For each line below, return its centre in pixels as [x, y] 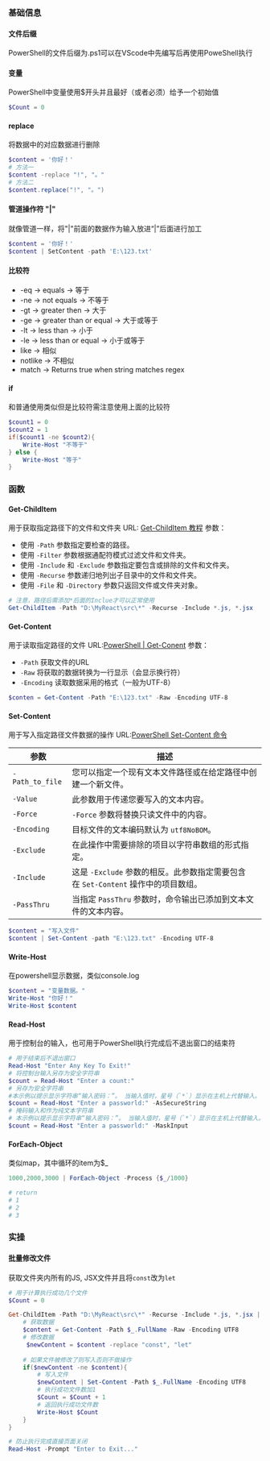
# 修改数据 [39, 1338]
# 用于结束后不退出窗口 [42, 1058]
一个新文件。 [104, 785]
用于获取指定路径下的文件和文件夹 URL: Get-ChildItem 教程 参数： [117, 528]
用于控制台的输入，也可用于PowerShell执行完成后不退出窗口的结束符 [122, 1043]
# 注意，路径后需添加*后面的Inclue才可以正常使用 [82, 601]
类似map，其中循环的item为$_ [58, 1163]
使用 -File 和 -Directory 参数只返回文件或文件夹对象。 [111, 585]
